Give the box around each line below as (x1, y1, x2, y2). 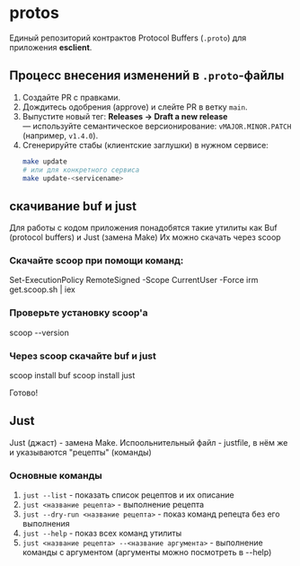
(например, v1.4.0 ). (22, 129, 99, 141)
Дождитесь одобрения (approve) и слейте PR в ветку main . (22, 102, 248, 112)
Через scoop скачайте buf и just (9, 349, 157, 362)
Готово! (9, 387, 39, 398)
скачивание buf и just (9, 199, 137, 214)
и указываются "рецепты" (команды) (9, 447, 153, 457)
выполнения (22, 518, 70, 529)
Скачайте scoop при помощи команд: (9, 254, 184, 267)
